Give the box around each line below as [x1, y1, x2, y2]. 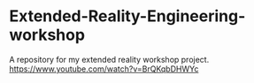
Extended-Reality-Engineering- [9, 6, 246, 26]
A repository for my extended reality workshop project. [9, 54, 210, 64]
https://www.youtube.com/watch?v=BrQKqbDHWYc [9, 64, 199, 74]
